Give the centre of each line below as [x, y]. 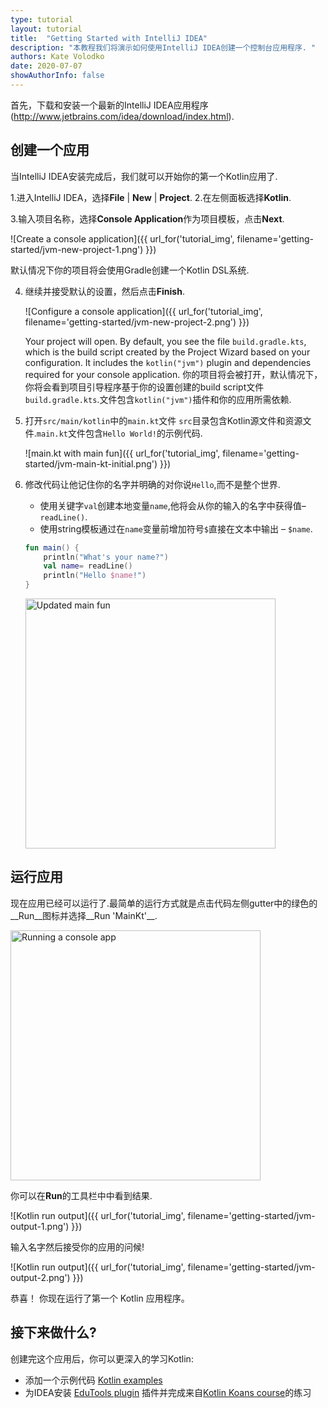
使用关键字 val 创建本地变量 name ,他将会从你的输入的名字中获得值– [173, 505]
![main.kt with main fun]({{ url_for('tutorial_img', [122, 453]
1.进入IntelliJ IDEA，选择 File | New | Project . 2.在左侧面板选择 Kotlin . [151, 197]
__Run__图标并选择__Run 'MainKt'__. [84, 915]
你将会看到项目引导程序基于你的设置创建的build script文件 [144, 387]
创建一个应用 [50, 150]
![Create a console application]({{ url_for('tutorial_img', [122, 238]
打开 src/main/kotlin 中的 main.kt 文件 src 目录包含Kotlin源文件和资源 [163, 420]
